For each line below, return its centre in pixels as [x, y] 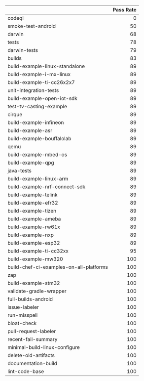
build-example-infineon [36, 122]
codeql [16, 18]
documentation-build [33, 363]
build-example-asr [30, 130]
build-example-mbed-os [37, 154]
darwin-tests [23, 50]
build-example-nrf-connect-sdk [47, 187]
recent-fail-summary [33, 339]
